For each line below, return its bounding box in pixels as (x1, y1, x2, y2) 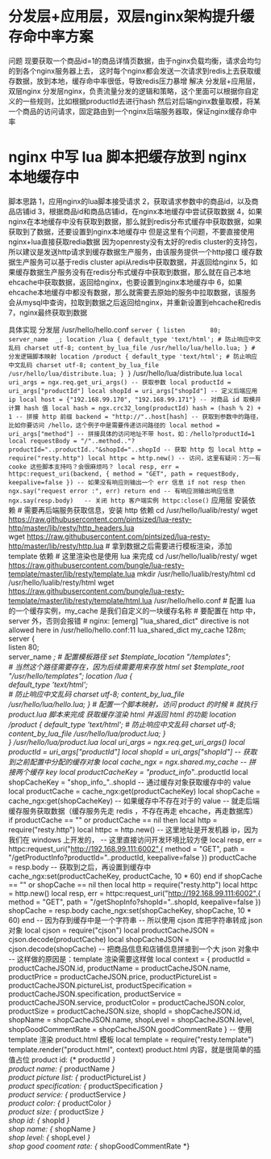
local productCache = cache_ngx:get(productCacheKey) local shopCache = (8, 786, 261, 796)
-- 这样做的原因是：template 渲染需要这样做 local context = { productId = (8, 954, 252, 963)
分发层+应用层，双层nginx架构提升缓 (8, 7, 255, 26)
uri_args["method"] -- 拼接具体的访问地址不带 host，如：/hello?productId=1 (8, 429, 256, 438)
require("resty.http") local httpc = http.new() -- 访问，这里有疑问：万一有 (8, 454, 261, 462)
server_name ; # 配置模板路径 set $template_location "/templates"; (8, 652, 231, 662)
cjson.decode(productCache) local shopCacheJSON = (8, 934, 190, 944)
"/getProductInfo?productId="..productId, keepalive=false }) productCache (8, 852, 256, 862)
